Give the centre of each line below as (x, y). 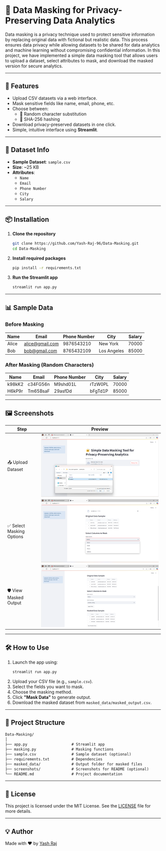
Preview (100, 429)
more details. (19, 811)
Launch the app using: (35, 662)
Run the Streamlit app (35, 277)
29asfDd (63, 391)
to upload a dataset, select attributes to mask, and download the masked (79, 60)
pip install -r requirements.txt (47, 268)
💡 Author (19, 831)
